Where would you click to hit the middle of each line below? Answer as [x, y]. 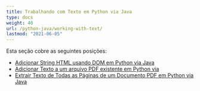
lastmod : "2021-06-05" [34, 34]
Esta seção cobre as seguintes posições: [57, 51]
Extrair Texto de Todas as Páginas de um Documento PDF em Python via [104, 75]
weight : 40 [20, 23]
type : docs [20, 17]
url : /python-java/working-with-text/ [54, 28]
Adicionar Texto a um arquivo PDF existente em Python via [87, 69]
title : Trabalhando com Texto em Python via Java [69, 12]
